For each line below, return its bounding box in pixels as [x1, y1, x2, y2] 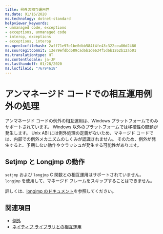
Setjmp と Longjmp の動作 [5, 158, 85, 166]
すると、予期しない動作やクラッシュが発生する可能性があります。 [9, 142, 142, 148]
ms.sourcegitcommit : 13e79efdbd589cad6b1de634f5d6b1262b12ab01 [5, 48, 137, 53]
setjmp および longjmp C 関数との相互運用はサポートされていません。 [5, 172, 144, 177]
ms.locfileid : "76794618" [5, 66, 58, 71]
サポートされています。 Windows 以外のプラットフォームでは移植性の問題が [5, 124, 158, 130]
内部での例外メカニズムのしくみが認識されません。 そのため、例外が [13, 136, 152, 142]
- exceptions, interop [5, 39, 51, 44]
